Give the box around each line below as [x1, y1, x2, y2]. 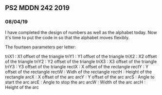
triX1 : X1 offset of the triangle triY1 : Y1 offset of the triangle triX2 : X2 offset [5, 53, 157, 59]
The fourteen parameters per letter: [5, 44, 76, 50]
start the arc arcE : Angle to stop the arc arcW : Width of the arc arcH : [5, 79, 146, 85]
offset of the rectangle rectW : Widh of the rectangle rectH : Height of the [5, 69, 152, 75]
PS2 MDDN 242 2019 [5, 4, 70, 12]
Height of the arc [5, 84, 39, 90]
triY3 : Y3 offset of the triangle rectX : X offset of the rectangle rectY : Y [5, 63, 149, 69]
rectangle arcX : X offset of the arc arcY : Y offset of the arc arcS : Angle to [5, 74, 155, 79]
